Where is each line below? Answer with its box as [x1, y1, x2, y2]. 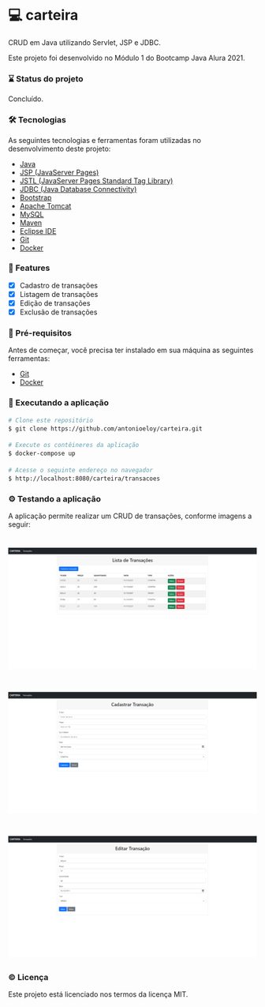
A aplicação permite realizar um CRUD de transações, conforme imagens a [8, 511, 252, 520]
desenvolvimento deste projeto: [8, 144, 111, 153]
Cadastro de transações [19, 280, 99, 290]
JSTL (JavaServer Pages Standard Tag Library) [19, 175, 174, 186]
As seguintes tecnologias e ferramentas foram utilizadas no [8, 135, 201, 145]
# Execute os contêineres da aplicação [8, 442, 140, 449]
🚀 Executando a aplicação [8, 397, 109, 408]
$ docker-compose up [8, 449, 77, 458]
